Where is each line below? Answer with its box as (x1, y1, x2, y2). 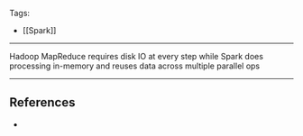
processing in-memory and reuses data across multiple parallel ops (9, 60, 261, 71)
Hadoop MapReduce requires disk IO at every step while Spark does (9, 51, 264, 61)
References (9, 95, 76, 111)
